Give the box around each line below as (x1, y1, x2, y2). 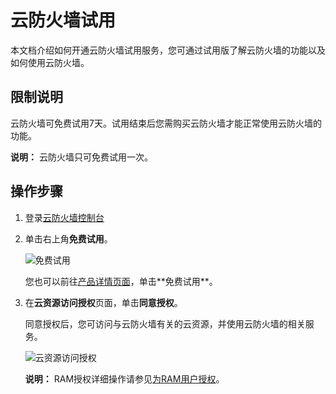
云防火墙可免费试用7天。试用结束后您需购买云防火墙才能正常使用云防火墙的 (10, 117, 322, 129)
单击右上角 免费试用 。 (24, 232, 113, 245)
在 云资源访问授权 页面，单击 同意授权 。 (24, 296, 183, 308)
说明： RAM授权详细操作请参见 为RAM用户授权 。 (24, 372, 225, 385)
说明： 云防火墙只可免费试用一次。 (10, 151, 153, 163)
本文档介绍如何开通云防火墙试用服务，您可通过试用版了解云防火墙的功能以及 (10, 44, 326, 56)
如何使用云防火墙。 (10, 56, 90, 68)
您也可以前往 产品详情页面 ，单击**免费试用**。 (24, 275, 218, 287)
